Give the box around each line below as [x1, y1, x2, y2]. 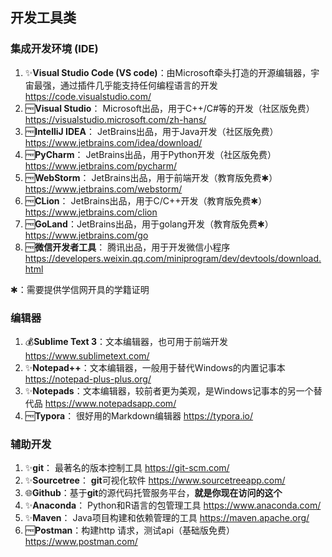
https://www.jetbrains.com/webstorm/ [24, 183, 183, 195]
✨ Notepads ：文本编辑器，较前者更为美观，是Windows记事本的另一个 [24, 384, 314, 397]
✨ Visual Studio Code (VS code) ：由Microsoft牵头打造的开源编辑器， [24, 66, 312, 78]
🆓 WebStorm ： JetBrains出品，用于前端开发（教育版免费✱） [24, 171, 278, 183]
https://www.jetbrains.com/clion [24, 206, 158, 218]
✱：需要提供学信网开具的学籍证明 [10, 283, 150, 295]
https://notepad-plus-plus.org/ [24, 373, 152, 385]
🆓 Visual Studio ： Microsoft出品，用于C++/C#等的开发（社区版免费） [24, 102, 315, 114]
